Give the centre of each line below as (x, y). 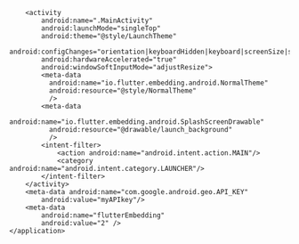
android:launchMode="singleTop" (101, 28)
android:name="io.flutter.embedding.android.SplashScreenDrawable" (137, 122)
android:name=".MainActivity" (97, 20)
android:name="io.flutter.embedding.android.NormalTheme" (158, 83)
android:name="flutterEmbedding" (103, 216)
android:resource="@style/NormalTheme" (123, 91)
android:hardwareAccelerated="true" (109, 60)
